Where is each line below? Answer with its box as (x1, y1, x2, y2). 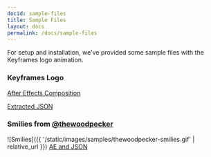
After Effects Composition (7, 89, 81, 97)
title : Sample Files (7, 17, 67, 24)
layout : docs (7, 23, 45, 30)
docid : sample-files (7, 10, 67, 17)
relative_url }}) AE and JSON (7, 142, 88, 151)
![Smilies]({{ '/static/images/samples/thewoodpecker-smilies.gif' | (7, 135, 195, 143)
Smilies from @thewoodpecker (7, 119, 113, 129)
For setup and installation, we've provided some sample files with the (7, 48, 204, 57)
